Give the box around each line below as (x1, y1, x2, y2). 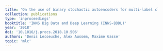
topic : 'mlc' (5, 39, 32, 44)
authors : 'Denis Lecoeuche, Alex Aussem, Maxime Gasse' (5, 34, 120, 39)
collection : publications (5, 12, 57, 17)
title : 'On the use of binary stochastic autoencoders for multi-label (5, 7, 153, 12)
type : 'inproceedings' (5, 16, 51, 21)
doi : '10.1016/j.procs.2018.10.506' (5, 30, 79, 34)
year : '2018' (5, 25, 32, 30)
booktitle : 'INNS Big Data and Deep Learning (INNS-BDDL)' (5, 20, 127, 26)
